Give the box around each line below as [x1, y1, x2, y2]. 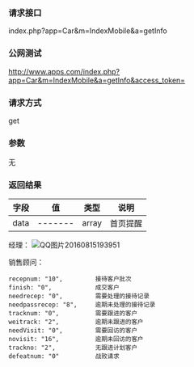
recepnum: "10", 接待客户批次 [8, 275, 132, 284]
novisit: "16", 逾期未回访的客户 [8, 335, 144, 344]
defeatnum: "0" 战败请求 [8, 352, 120, 361]
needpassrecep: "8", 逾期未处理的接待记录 [8, 301, 156, 309]
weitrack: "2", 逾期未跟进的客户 [8, 318, 144, 327]
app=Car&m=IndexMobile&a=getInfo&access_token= [8, 75, 186, 85]
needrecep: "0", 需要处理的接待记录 [8, 293, 150, 301]
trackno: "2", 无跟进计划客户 [8, 344, 138, 352]
